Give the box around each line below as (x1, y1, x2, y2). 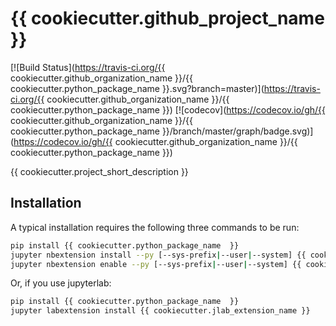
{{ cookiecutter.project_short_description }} (10, 165, 189, 177)
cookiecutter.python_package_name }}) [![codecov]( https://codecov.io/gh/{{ (10, 103, 327, 116)
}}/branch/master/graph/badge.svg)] (161, 125, 314, 137)
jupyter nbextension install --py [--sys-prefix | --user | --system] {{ (10, 250, 307, 260)
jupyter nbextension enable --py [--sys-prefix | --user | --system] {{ (10, 259, 302, 269)
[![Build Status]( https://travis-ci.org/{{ (10, 61, 166, 73)
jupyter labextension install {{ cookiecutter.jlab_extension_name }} (10, 306, 311, 316)
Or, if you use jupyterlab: (10, 277, 112, 289)
